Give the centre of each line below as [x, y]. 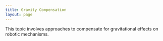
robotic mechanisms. [27, 34]
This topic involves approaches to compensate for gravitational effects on [82, 28]
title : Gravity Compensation [36, 10]
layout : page [19, 14]
